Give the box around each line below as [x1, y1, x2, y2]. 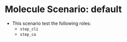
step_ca [19, 32, 36, 37]
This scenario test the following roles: [12, 20, 91, 26]
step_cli [19, 26, 39, 31]
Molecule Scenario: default [5, 4, 122, 15]
